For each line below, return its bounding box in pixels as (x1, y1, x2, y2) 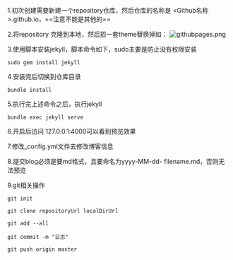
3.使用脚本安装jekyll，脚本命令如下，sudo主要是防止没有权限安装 (7, 45, 197, 53)
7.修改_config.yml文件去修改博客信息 (7, 142, 114, 150)
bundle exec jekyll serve (7, 114, 83, 121)
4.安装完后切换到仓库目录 (7, 73, 81, 81)
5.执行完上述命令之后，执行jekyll (7, 100, 102, 108)
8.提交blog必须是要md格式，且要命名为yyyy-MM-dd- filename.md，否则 (7, 158, 219, 165)
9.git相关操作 (7, 181, 45, 189)
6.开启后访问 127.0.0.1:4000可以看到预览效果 (7, 127, 136, 136)
